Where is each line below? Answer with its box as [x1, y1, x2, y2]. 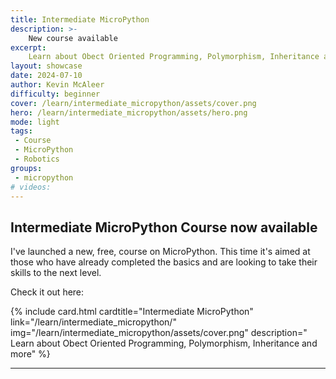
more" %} [10, 348, 51, 360]
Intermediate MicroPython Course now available [10, 219, 318, 236]
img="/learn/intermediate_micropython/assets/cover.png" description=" [10, 327, 308, 339]
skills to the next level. [10, 267, 102, 279]
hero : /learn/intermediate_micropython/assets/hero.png [10, 107, 248, 118]
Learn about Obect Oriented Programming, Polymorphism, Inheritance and [10, 337, 318, 350]
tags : [10, 126, 33, 136]
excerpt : [10, 42, 47, 53]
